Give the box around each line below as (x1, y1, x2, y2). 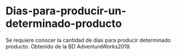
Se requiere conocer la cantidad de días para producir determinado (5, 36, 171, 43)
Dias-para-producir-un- (5, 4, 126, 18)
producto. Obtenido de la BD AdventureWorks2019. (5, 43, 132, 50)
